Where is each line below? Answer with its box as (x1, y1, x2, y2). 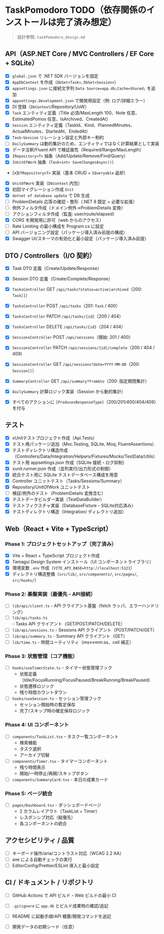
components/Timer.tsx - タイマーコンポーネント (12, 758, 108, 764)
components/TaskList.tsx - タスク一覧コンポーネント (12, 733, 119, 739)
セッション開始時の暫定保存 (19, 701, 76, 708)
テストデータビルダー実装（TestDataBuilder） (12, 496, 105, 502)
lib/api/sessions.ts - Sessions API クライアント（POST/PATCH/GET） (12, 627, 157, 633)
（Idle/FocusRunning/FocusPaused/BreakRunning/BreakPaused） (19, 677, 153, 683)
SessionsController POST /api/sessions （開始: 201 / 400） (12, 334, 133, 340)
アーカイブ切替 (19, 752, 50, 758)
